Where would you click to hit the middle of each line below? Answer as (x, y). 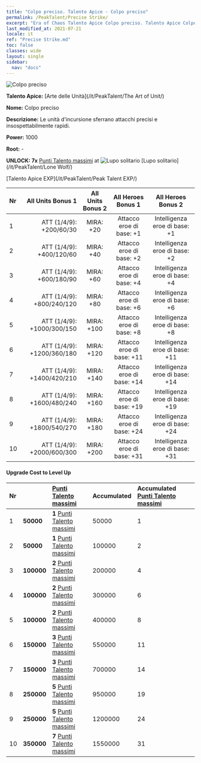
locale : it (20, 34)
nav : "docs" (27, 67)
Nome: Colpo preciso (33, 108)
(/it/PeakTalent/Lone (31, 167)
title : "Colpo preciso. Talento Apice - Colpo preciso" (77, 12)
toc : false (20, 46)
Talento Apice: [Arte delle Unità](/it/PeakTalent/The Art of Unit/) (85, 96)
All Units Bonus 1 (52, 201)
